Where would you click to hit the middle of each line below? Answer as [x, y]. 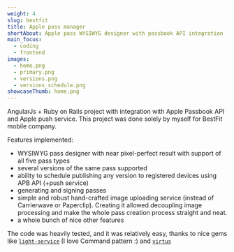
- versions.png [36, 79]
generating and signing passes [62, 191]
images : [19, 59]
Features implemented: [40, 140]
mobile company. [32, 126]
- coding [26, 46]
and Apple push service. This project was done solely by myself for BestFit [115, 119]
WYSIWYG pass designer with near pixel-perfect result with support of [119, 154]
